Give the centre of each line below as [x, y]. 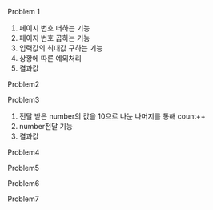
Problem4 [24, 152]
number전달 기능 [46, 126]
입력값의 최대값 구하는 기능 [61, 48]
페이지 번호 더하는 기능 [54, 28]
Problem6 [24, 183]
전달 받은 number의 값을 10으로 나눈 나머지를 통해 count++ [112, 116]
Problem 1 [24, 12]
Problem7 [23, 199]
